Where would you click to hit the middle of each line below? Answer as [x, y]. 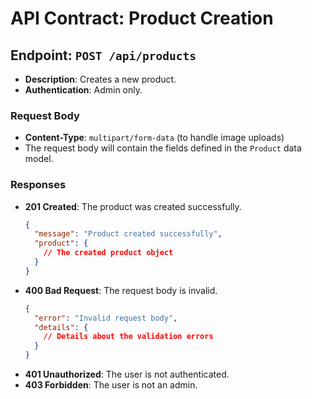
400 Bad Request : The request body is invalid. [121, 290]
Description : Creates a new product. [100, 79]
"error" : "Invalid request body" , [106, 318]
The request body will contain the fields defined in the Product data [163, 148]
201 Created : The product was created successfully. [133, 206]
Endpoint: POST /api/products [103, 55]
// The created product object [108, 253]
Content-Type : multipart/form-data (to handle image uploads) [154, 138]
